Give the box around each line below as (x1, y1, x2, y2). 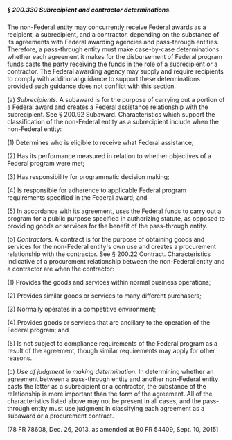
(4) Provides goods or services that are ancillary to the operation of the (7, 318, 211, 326)
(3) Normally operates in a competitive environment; (7, 305, 157, 313)
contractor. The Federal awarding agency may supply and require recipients (7, 67, 224, 76)
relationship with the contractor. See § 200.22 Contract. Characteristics (7, 250, 211, 258)
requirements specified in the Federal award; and (7, 193, 148, 201)
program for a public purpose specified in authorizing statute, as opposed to (7, 214, 225, 222)
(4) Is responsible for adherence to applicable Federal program (7, 186, 187, 194)
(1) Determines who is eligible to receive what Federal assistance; (7, 138, 194, 146)
